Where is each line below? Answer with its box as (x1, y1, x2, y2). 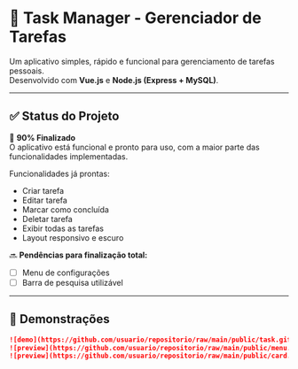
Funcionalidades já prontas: (9, 168, 110, 179)
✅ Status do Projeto (9, 109, 120, 124)
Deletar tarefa (21, 213, 73, 224)
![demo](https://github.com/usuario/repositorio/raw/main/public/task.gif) (9, 335, 295, 344)
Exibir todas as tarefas (21, 223, 105, 234)
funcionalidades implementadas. (9, 150, 129, 162)
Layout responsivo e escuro (21, 232, 124, 242)
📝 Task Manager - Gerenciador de (9, 8, 262, 28)
